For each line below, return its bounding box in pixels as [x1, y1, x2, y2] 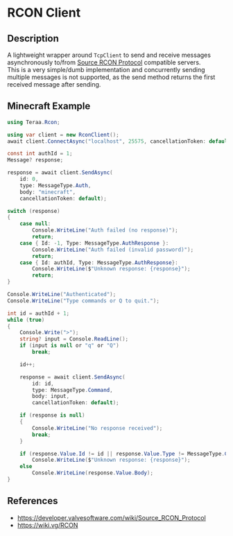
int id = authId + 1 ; [7, 310, 70, 317]
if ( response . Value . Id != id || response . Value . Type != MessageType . [19, 450, 225, 457]
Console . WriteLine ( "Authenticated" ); [7, 291, 116, 298]
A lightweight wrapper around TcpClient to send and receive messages [7, 51, 212, 59]
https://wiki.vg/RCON [17, 521, 78, 529]
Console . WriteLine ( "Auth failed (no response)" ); [32, 227, 178, 234]
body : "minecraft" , [19, 189, 76, 196]
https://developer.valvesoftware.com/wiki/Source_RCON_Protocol [17, 513, 206, 521]
